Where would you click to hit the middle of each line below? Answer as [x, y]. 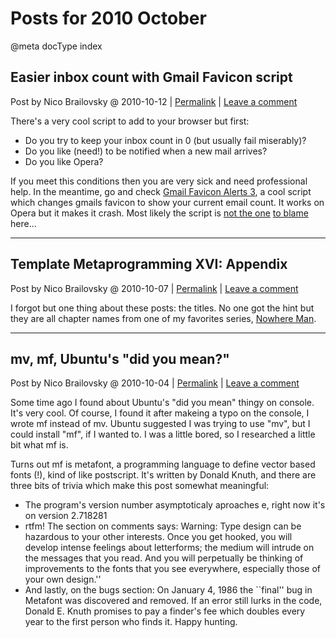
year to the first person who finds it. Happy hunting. [131, 622]
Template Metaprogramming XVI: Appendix [149, 264]
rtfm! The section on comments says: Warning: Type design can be [163, 526]
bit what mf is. [39, 445]
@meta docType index [56, 46]
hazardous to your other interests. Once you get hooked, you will [158, 537]
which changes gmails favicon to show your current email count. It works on [167, 202]
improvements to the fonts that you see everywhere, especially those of [173, 569]
